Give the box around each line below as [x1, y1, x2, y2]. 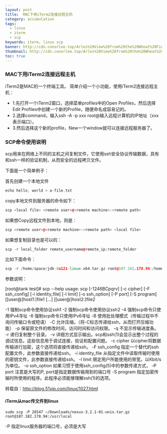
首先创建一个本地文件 [5, 178, 49, 184]
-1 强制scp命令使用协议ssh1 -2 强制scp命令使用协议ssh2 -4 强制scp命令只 [5, 307, 157, 313]
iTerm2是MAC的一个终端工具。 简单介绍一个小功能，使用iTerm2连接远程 [5, 83, 154, 89]
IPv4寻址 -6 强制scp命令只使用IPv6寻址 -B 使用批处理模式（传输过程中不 [9, 313, 159, 319]
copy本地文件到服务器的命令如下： [5, 198, 77, 204]
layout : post [5, 7, 32, 12]
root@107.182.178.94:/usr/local [5, 414, 72, 419]
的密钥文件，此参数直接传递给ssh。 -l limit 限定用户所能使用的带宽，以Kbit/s [5, 356, 162, 362]
